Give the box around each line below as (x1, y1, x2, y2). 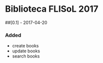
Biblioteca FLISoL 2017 (5, 3, 99, 15)
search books (12, 53, 40, 59)
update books (12, 48, 41, 54)
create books (12, 43, 39, 49)
